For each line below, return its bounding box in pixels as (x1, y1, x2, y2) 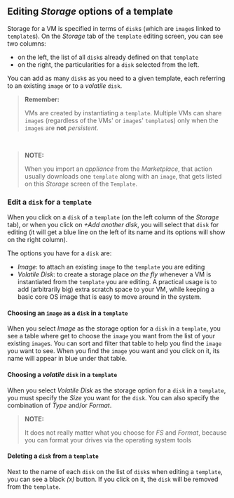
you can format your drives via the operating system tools (24, 435, 191, 444)
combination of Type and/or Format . (7, 401, 112, 409)
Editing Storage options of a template (7, 6, 174, 18)
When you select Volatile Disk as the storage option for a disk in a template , (7, 386, 226, 395)
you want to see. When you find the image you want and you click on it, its (7, 347, 220, 355)
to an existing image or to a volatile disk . (7, 81, 123, 90)
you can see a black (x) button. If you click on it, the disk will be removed (7, 475, 219, 483)
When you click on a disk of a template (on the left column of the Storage (7, 213, 219, 222)
